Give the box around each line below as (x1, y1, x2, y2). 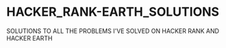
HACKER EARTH (6, 34, 53, 42)
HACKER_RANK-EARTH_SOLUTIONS (6, 4, 220, 20)
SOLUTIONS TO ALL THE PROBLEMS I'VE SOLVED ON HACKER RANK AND (6, 27, 220, 35)
